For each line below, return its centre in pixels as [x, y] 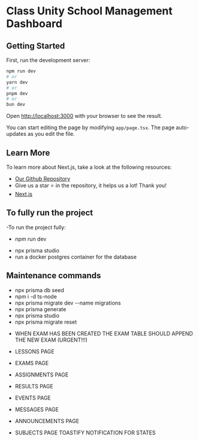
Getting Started [36, 46]
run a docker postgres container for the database [76, 257]
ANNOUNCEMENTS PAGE [47, 421]
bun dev [16, 105]
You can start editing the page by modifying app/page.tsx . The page [91, 127]
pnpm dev [17, 93]
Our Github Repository [43, 178]
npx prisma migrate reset [46, 322]
